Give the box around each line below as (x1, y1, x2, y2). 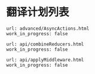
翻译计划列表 (6, 5, 70, 19)
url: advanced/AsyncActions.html (6, 25, 90, 32)
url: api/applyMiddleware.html (6, 57, 84, 63)
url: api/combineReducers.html (6, 41, 84, 47)
